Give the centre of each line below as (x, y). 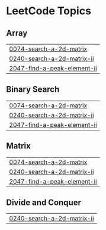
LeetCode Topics (49, 11)
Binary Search (33, 90)
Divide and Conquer (44, 203)
